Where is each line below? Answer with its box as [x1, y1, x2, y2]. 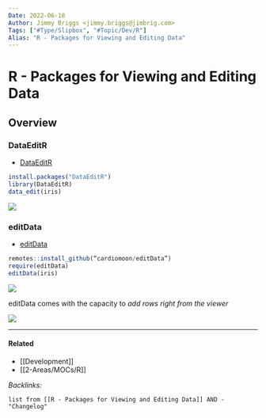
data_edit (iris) [8, 188, 62, 196]
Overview [8, 116, 58, 129]
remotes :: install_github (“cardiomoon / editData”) [8, 255, 172, 263]
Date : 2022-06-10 [8, 11, 66, 20]
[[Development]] [19, 356, 74, 366]
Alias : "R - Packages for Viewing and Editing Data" [8, 33, 186, 42]
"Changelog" [8, 402, 47, 410]
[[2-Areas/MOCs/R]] [19, 365, 87, 374]
